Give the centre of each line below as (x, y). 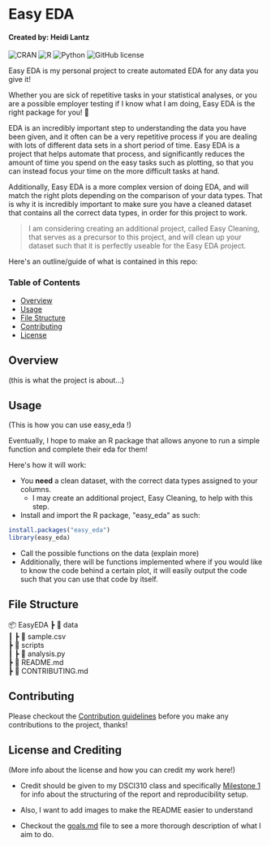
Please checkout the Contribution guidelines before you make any (118, 716)
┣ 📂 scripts (26, 645)
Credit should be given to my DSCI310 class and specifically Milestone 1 (140, 785)
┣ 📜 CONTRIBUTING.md (49, 671)
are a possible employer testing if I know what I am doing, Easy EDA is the (132, 104)
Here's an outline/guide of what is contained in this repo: (103, 261)
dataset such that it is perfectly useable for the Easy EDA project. (137, 246)
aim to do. (37, 834)
